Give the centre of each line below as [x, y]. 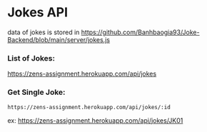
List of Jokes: [31, 58]
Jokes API [38, 12]
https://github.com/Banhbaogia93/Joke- [140, 32]
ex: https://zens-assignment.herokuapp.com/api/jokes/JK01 [95, 120]
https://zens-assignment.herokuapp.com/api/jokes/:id [89, 107]
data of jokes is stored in [44, 32]
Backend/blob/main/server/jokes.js [59, 39]
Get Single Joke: [36, 92]
